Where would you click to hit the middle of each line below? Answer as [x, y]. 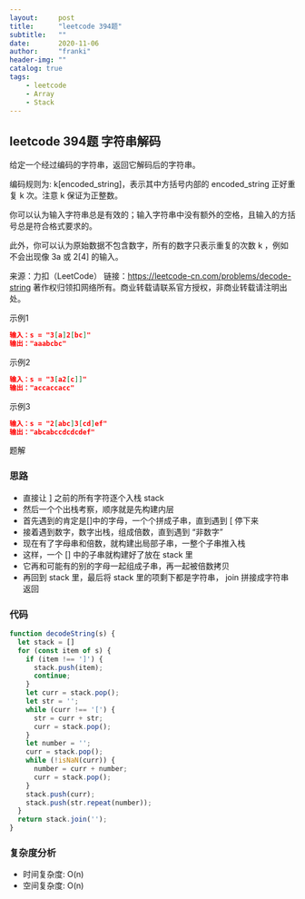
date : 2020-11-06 [54, 43]
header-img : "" [38, 60]
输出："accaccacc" [42, 388]
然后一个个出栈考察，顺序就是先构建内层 [98, 509]
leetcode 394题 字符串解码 [85, 141]
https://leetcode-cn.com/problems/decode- [210, 276]
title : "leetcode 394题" [66, 26]
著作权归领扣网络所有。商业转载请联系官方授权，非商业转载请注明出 [160, 288]
